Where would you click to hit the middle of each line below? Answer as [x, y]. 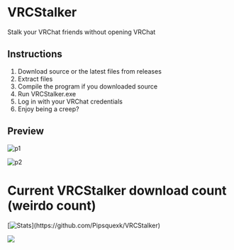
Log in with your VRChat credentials [70, 101]
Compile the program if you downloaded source [88, 86]
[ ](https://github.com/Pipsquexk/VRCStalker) [84, 225]
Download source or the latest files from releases [89, 71]
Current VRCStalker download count [117, 190]
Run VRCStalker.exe [47, 93]
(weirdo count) [52, 205]
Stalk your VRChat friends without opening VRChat [82, 32]
